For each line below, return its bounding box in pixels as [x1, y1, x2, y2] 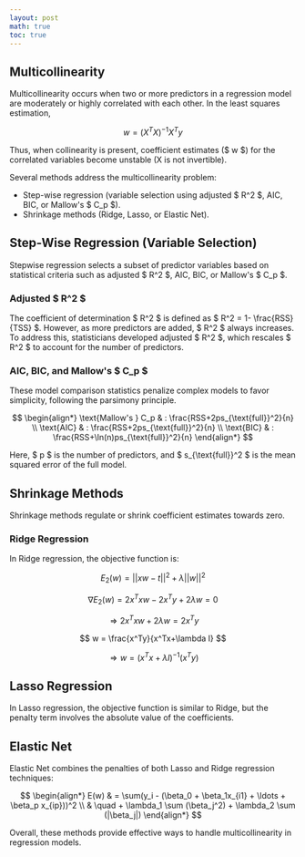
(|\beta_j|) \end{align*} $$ [104, 810, 202, 821]
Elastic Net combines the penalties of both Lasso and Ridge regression [9, 763, 275, 774]
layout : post [9, 13, 59, 23]
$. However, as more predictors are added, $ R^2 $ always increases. [33, 322, 294, 333]
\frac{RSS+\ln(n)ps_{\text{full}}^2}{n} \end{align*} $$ [53, 432, 253, 443]
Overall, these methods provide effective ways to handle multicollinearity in [9, 827, 292, 839]
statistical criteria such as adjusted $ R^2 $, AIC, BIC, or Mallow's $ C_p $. [9, 269, 288, 280]
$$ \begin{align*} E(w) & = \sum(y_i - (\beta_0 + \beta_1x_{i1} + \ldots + [19, 790, 287, 801]
